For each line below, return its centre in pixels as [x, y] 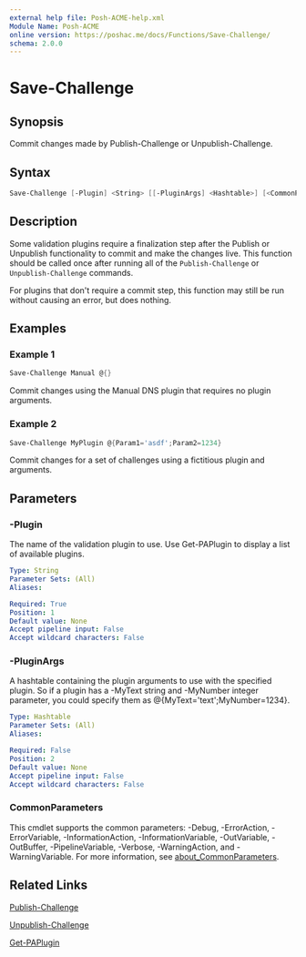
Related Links [49, 886]
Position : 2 [32, 758]
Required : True [38, 604]
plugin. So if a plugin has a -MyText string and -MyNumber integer [134, 691]
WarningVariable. [42, 856]
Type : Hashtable [40, 717]
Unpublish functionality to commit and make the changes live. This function [151, 253]
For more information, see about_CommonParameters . [178, 856]
